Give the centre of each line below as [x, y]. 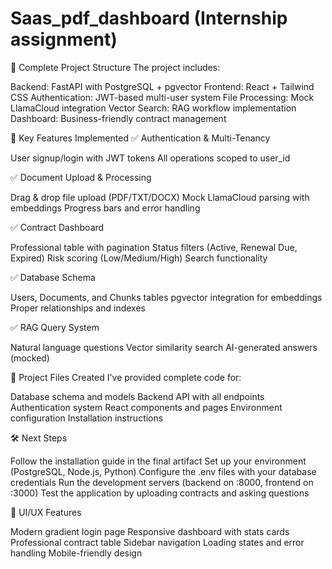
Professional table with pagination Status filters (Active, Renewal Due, [154, 247]
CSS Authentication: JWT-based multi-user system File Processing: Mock [162, 97]
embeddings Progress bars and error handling [105, 208]
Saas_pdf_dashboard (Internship [149, 18]
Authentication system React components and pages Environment [146, 407]
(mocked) [30, 358]
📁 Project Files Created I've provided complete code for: [126, 377]
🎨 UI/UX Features [46, 512]
